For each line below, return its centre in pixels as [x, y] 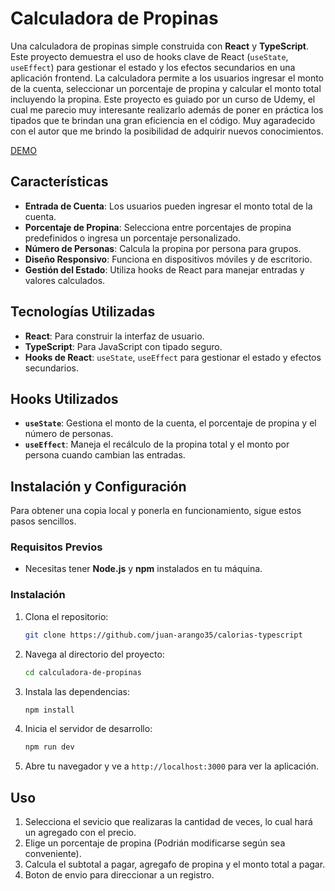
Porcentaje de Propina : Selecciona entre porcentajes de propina [158, 227]
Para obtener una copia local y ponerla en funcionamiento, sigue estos [156, 511]
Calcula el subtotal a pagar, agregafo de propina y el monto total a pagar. [175, 864]
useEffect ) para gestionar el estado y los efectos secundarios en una [153, 67]
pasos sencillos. [43, 521]
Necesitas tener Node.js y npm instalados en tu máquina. [143, 569]
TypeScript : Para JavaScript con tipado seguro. [123, 346]
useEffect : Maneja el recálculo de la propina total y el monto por [157, 444]
